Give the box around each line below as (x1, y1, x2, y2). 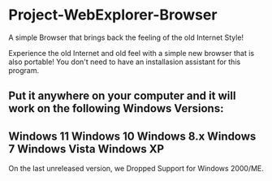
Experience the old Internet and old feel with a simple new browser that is (8, 48, 254, 58)
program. (8, 65, 40, 75)
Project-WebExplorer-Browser (8, 6, 218, 24)
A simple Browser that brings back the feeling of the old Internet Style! (8, 32, 244, 42)
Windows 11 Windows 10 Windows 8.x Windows (8, 129, 257, 143)
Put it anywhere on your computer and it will (8, 89, 236, 103)
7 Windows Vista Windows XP (8, 142, 165, 156)
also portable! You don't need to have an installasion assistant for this (8, 57, 241, 67)
